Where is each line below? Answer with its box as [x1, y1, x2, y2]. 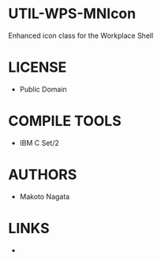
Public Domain [19, 84, 67, 94]
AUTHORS [8, 166, 77, 184]
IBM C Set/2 [19, 138, 59, 147]
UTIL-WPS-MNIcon [8, 5, 137, 23]
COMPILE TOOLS [8, 112, 122, 130]
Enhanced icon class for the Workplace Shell [8, 31, 154, 40]
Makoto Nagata [19, 191, 70, 201]
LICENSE [8, 58, 67, 76]
